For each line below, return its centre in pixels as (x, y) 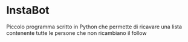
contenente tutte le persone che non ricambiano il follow (76, 33)
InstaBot (28, 10)
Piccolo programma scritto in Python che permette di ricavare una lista (94, 27)
